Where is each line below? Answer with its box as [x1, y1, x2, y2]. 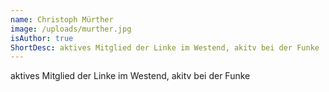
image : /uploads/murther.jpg [10, 24, 132, 34]
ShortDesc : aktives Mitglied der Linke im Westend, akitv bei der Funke [10, 42, 320, 53]
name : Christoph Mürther [10, 14, 114, 25]
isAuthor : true [10, 33, 74, 43]
